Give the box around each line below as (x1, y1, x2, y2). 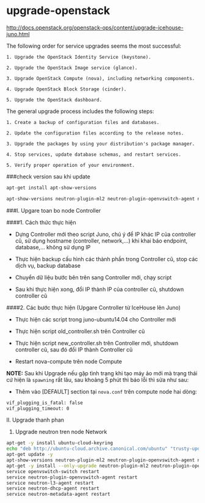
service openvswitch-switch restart (6, 468, 99, 474)
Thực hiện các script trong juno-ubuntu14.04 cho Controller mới (15, 315, 176, 323)
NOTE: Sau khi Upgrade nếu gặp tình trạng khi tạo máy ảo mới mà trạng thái (6, 369, 198, 376)
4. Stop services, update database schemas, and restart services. (6, 151, 182, 158)
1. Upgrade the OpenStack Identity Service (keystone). (6, 54, 151, 60)
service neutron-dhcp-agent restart (6, 485, 99, 492)
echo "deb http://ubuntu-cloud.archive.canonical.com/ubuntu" (6, 446, 168, 452)
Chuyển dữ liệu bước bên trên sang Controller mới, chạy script (15, 273, 172, 281)
